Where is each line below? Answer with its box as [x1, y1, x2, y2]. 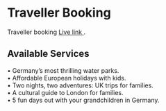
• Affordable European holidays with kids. [7, 74, 126, 82]
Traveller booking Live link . [7, 28, 86, 36]
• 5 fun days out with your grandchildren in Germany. [7, 96, 160, 104]
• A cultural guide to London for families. [7, 88, 124, 96]
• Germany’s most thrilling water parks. [7, 66, 119, 74]
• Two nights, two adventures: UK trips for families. [7, 81, 154, 89]
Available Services [7, 48, 90, 60]
